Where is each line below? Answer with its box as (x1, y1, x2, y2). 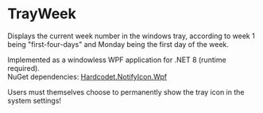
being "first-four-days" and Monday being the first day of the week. (7, 39, 230, 49)
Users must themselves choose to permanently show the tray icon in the (7, 87, 245, 96)
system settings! (7, 95, 61, 105)
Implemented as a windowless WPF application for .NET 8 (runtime (7, 55, 227, 64)
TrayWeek (7, 5, 77, 23)
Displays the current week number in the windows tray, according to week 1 (7, 31, 255, 41)
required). (7, 63, 41, 72)
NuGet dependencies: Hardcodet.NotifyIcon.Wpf (7, 72, 168, 81)
